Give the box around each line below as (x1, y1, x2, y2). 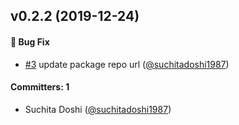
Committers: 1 (10, 81, 70, 93)
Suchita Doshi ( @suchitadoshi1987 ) (24, 103, 172, 115)
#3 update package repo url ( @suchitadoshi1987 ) (24, 58, 230, 70)
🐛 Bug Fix (10, 35, 50, 48)
